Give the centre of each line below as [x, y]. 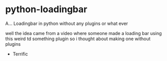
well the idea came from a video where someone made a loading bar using [83, 33]
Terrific [20, 54]
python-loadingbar [46, 9]
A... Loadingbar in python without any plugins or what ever [67, 23]
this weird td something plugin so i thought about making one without [78, 39]
